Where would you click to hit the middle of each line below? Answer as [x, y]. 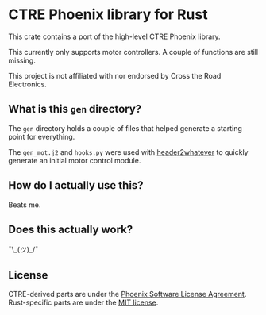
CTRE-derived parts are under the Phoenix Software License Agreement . [127, 294]
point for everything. [42, 136]
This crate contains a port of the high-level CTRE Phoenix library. [114, 36]
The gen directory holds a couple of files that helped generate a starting [125, 128]
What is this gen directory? [75, 109]
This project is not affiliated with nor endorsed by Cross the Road [115, 75]
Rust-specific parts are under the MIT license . [83, 302]
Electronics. [28, 84]
